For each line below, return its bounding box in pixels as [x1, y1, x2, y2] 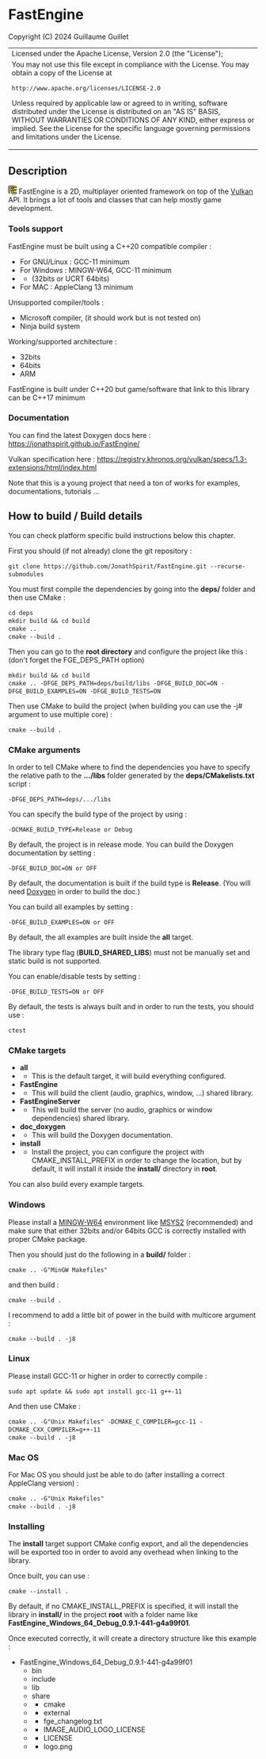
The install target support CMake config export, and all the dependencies [8, 1539, 249, 1549]
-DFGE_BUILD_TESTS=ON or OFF [8, 988, 104, 996]
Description [8, 164, 67, 178]
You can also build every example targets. [8, 1180, 145, 1189]
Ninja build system [19, 321, 81, 331]
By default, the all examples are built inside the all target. [8, 932, 194, 942]
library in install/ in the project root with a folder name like [8, 1610, 199, 1619]
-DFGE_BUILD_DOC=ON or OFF [8, 864, 97, 872]
